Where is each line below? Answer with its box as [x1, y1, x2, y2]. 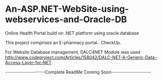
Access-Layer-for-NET [5, 59, 52, 65]
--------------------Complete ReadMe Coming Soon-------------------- [5, 69, 152, 75]
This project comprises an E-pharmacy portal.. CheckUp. [5, 39, 121, 45]
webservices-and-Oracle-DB [5, 14, 127, 25]
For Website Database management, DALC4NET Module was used [5, 49, 141, 55]
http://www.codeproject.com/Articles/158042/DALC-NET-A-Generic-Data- [5, 54, 157, 60]
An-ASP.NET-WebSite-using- [5, 3, 129, 15]
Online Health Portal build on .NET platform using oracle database [5, 30, 139, 36]
